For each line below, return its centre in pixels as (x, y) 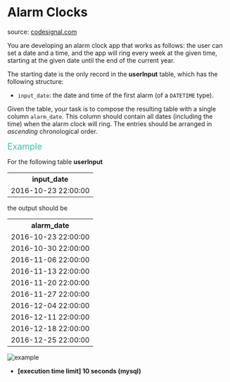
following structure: (36, 81)
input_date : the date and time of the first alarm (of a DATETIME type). (116, 95)
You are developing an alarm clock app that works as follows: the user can (115, 45)
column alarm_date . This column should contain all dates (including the (110, 116)
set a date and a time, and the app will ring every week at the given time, (113, 53)
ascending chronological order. (53, 131)
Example (25, 146)
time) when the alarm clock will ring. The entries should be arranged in (110, 123)
